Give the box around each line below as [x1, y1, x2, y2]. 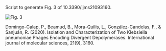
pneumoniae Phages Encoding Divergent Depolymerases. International [5, 35, 154, 40]
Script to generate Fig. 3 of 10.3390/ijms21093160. [5, 5, 112, 10]
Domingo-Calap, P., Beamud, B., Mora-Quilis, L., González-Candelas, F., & [5, 24, 161, 30]
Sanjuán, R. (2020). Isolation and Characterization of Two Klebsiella [5, 29, 148, 35]
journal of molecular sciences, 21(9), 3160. [5, 40, 94, 46]
